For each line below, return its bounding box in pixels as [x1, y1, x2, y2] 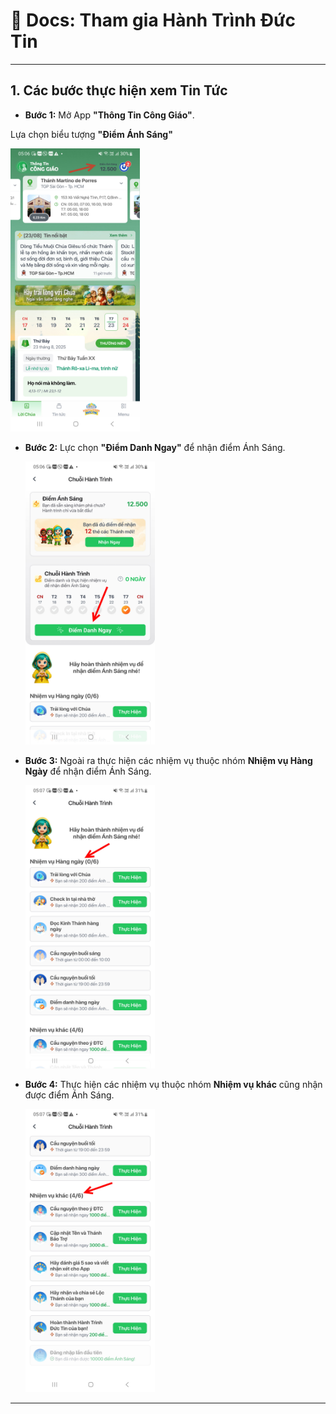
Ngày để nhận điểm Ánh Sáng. [24, 765, 152, 777]
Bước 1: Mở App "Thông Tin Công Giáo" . [24, 109, 195, 121]
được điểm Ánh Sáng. [24, 1089, 115, 1101]
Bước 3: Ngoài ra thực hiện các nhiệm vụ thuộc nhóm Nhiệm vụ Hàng [24, 754, 313, 766]
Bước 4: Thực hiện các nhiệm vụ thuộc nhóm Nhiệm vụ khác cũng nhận [24, 1078, 323, 1090]
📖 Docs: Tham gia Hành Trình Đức [10, 9, 296, 32]
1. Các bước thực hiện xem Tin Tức [10, 82, 228, 99]
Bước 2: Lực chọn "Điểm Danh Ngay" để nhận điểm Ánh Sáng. [24, 441, 286, 453]
